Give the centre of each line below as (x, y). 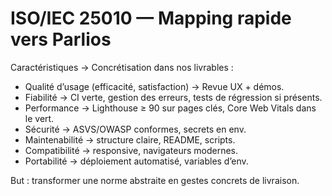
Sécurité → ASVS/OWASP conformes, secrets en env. (135, 129)
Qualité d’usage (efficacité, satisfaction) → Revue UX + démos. (154, 86)
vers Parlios (61, 39)
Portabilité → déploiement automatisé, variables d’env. (136, 161)
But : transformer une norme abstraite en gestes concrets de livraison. (155, 180)
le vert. (39, 118)
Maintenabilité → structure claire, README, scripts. (130, 139)
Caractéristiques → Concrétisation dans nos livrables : (122, 67)
